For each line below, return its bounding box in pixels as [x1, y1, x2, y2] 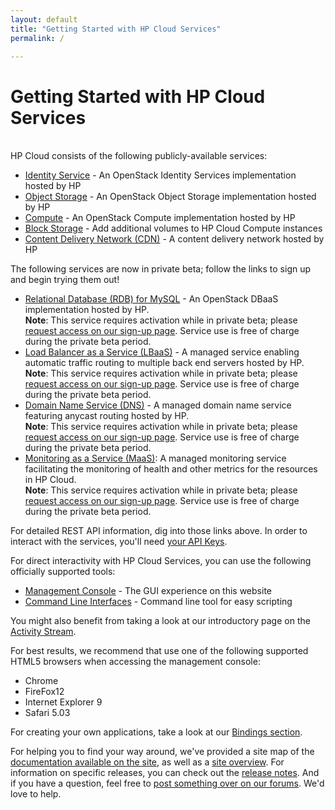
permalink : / [10, 33, 65, 43]
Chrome [24, 675, 59, 687]
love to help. [10, 788, 62, 800]
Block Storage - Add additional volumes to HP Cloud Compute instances [24, 222, 323, 235]
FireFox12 [24, 686, 65, 698]
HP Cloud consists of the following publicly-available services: [10, 150, 268, 162]
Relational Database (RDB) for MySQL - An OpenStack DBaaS [24, 293, 279, 305]
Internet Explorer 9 [24, 696, 103, 708]
